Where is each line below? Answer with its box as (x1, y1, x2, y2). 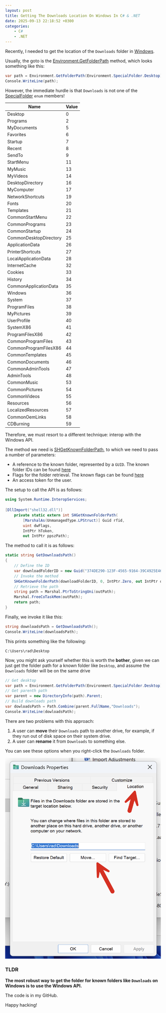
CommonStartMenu (7, 214, 47, 220)
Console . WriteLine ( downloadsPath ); (5, 629, 79, 634)
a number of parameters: (5, 452, 56, 458)
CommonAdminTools (7, 365, 50, 371)
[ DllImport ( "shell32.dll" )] (5, 507, 63, 512)
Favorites (7, 132, 26, 138)
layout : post (5, 8, 32, 13)
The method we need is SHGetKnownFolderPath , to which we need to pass (5, 447, 158, 453)
